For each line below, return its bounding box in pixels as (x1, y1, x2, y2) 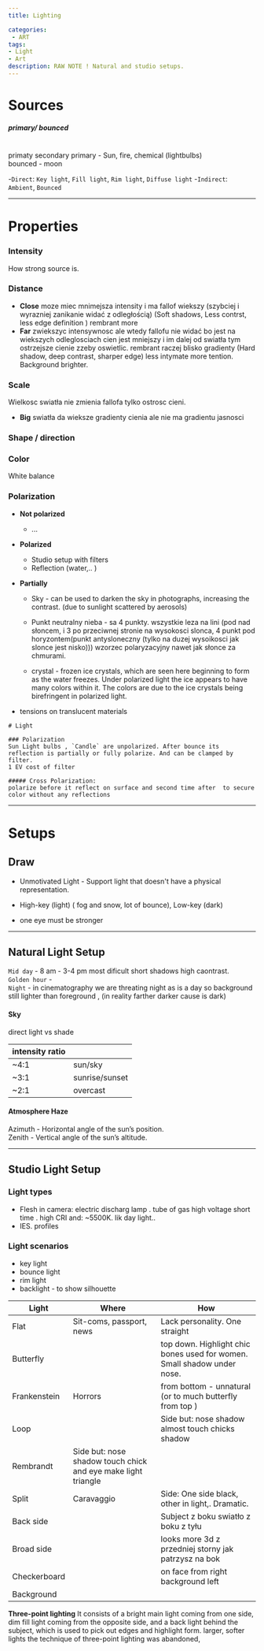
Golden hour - (8, 975, 53, 984)
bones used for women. (160, 1348, 248, 1359)
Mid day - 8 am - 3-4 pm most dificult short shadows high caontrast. (8, 966, 229, 976)
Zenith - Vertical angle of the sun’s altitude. (8, 1132, 148, 1142)
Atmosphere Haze (8, 1106, 68, 1116)
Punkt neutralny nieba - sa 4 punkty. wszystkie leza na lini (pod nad (31, 617, 251, 627)
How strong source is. (8, 263, 80, 273)
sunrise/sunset (73, 1072, 128, 1083)
